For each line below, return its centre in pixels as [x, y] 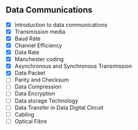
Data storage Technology [46, 101]
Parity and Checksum [42, 80]
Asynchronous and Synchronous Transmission [73, 66]
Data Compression [38, 87]
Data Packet [30, 73]
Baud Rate [27, 38]
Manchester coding [39, 59]
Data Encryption [35, 93]
